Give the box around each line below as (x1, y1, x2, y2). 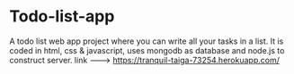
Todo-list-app (9, 6, 115, 27)
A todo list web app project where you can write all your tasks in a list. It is (9, 36, 284, 46)
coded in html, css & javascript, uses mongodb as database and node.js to (9, 45, 285, 55)
